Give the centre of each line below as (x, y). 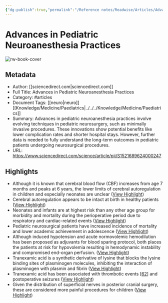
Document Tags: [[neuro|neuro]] (46, 102)
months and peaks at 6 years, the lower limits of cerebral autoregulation (86, 189)
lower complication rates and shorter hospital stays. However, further (84, 134)
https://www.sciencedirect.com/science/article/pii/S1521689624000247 (87, 156)
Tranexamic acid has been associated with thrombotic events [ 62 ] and (85, 274)
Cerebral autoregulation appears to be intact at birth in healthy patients (85, 199)
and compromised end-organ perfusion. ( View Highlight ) (71, 252)
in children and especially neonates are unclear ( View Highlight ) (78, 194)
